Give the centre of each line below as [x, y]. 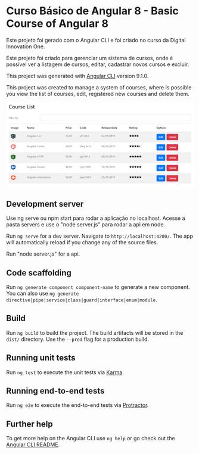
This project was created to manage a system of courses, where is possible [99, 87]
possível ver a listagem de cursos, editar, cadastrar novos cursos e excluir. [98, 64]
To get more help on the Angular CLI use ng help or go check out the [91, 439]
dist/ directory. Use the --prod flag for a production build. [77, 339]
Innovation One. [26, 46]
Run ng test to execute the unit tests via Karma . [65, 372]
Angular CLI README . [33, 444]
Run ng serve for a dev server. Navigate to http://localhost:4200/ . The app [100, 236]
